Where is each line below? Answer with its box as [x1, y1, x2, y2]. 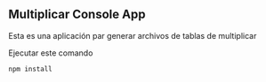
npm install [8, 64, 52, 73]
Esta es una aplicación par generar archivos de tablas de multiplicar [8, 30, 257, 41]
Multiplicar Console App [8, 7, 146, 22]
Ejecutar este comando [8, 48, 93, 58]
